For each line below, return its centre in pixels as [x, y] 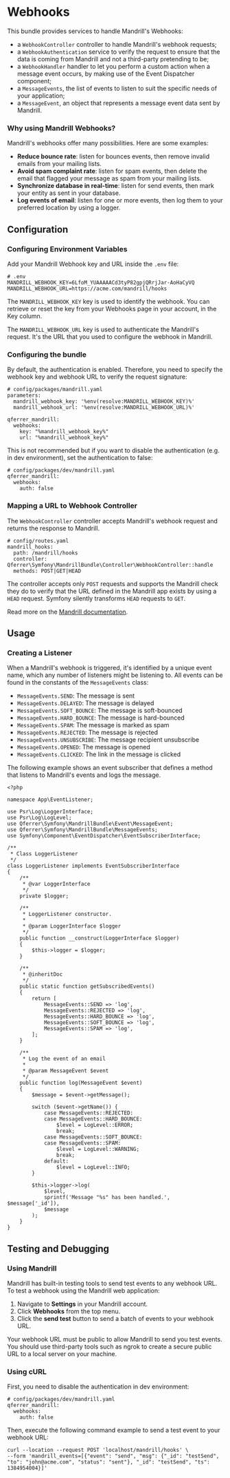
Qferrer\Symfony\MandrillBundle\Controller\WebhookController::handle [110, 565]
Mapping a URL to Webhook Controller [72, 506]
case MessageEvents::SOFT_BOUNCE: [93, 1137]
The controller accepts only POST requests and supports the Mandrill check [113, 583]
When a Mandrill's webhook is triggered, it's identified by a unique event [110, 668]
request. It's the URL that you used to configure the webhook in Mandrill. [110, 336]
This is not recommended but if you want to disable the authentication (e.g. [113, 450]
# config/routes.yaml [38, 541]
